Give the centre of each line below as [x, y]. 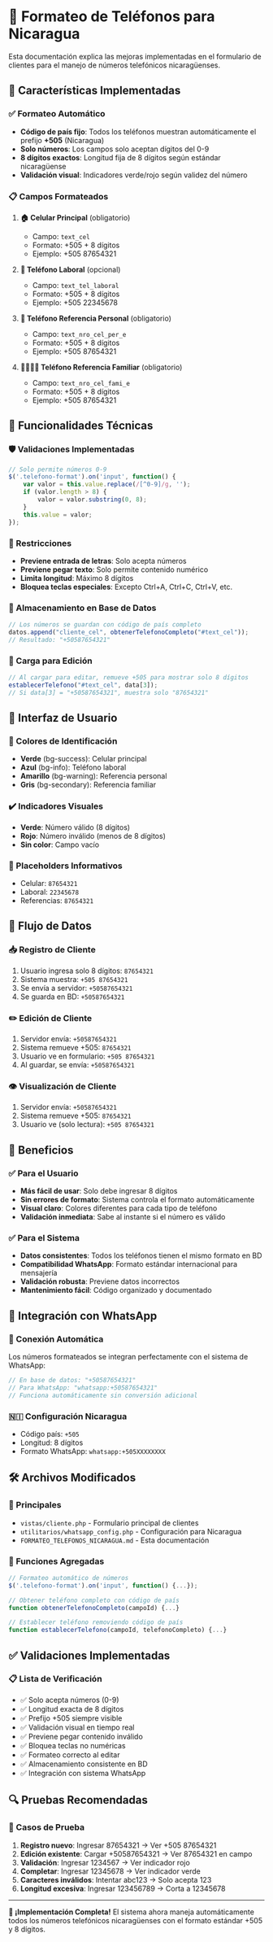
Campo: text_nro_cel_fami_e [81, 382]
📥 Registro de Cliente [52, 949]
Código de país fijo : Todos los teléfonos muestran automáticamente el [138, 131]
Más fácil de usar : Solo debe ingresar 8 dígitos [99, 1191]
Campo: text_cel [61, 236]
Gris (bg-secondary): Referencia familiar [88, 785]
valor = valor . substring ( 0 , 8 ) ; [93, 500]
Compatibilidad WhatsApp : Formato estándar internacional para [129, 1264]
